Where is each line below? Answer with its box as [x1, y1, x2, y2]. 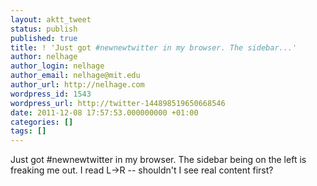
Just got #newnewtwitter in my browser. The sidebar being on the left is [10, 154, 307, 166]
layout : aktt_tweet [10, 14, 92, 25]
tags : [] [10, 126, 47, 136]
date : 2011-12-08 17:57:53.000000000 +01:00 [10, 107, 199, 118]
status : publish [10, 24, 78, 34]
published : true [10, 33, 78, 43]
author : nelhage [10, 52, 78, 62]
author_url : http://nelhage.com [10, 80, 145, 90]
